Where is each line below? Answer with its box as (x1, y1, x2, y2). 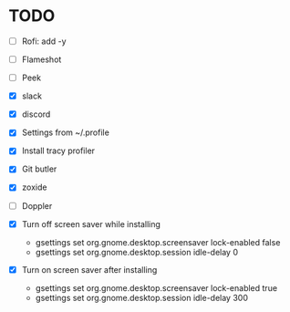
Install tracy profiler (21, 145, 96, 156)
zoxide (21, 182, 47, 192)
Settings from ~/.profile (21, 127, 110, 138)
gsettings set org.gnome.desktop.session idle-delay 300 (35, 292, 248, 303)
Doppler (21, 200, 53, 211)
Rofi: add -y (21, 36, 67, 47)
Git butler (21, 163, 57, 174)
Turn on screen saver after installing (21, 264, 158, 275)
